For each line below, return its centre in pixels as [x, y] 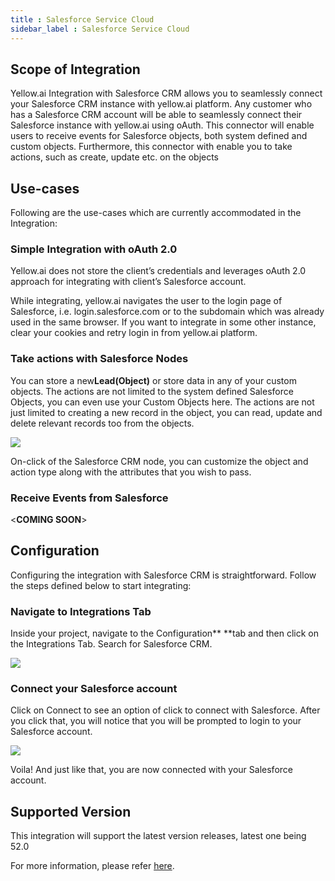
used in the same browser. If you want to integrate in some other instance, [163, 322]
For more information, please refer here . [92, 866]
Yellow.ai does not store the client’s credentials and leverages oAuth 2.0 [158, 271]
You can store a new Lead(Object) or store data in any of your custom [153, 380]
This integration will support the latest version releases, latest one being [158, 836]
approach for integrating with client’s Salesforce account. [128, 282]
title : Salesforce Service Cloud [82, 19]
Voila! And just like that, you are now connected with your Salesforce [151, 770]
